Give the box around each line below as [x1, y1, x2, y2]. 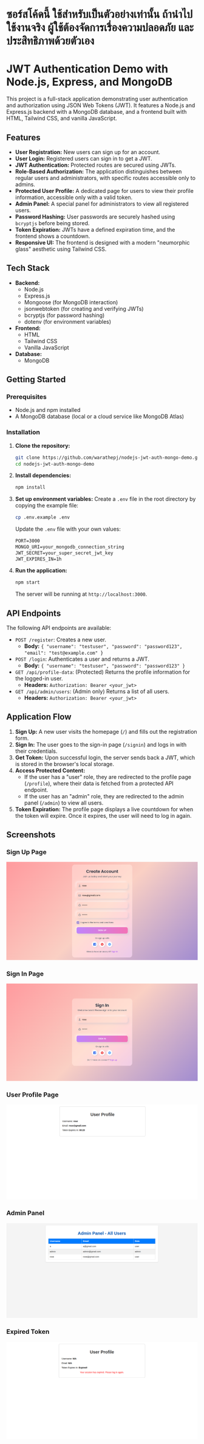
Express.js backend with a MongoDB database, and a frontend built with [6, 108, 187, 116]
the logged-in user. [15, 674, 63, 682]
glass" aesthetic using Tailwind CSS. [15, 245, 107, 253]
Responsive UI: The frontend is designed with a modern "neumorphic [15, 239, 190, 246]
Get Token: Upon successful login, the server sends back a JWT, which [15, 753, 195, 761]
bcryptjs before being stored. [15, 219, 90, 226]
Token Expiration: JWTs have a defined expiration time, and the [15, 226, 175, 233]
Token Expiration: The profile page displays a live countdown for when [15, 805, 194, 813]
